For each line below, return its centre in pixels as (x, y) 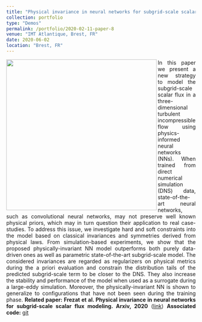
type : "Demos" (24, 23)
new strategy (177, 75)
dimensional (173, 107)
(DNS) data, (177, 191)
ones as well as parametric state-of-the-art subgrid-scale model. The (109, 254)
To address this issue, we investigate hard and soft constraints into (112, 229)
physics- (169, 133)
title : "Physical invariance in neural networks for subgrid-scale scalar (102, 12)
